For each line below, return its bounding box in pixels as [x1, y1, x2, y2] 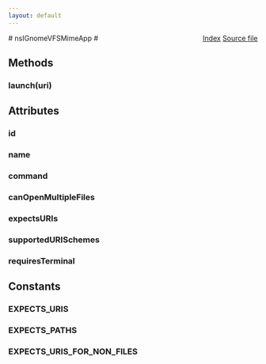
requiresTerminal [8, 255, 75, 266]
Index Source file [203, 33, 258, 43]
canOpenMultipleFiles [8, 191, 95, 203]
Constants [8, 280, 61, 294]
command [8, 171, 48, 182]
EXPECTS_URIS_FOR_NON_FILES [8, 346, 139, 357]
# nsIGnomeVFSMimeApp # [8, 33, 99, 43]
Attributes [8, 104, 59, 118]
